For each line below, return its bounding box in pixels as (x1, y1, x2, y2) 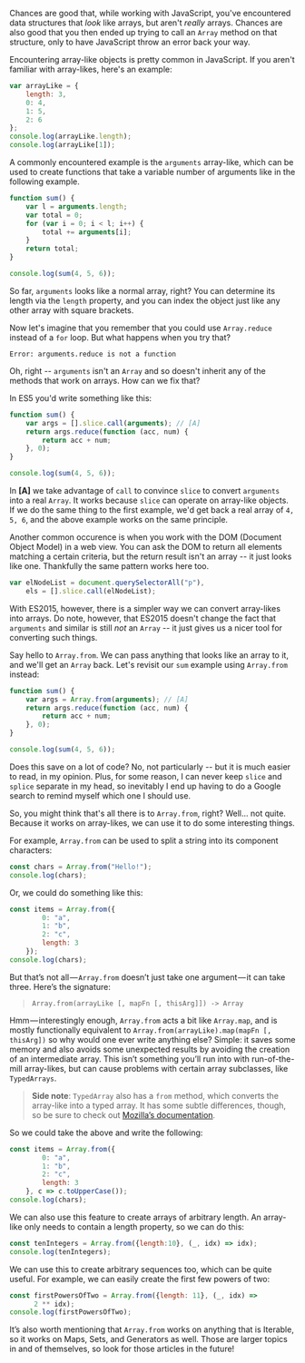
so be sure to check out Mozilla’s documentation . (31, 1109, 216, 1120)
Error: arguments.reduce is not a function (9, 349, 177, 358)
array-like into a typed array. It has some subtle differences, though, (31, 1100, 287, 1111)
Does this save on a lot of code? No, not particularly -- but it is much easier (9, 761, 291, 772)
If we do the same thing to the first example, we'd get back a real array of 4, (9, 505, 295, 515)
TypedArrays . (9, 1073, 57, 1084)
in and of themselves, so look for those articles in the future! (9, 1343, 235, 1355)
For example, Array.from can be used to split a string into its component (9, 835, 279, 846)
